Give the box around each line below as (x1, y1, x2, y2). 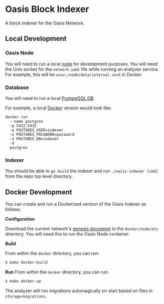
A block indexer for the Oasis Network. (5, 20, 85, 26)
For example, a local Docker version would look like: (5, 105, 112, 111)
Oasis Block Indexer (5, 3, 89, 15)
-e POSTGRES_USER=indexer (9, 127, 64, 133)
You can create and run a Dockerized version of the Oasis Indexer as (5, 201, 147, 207)
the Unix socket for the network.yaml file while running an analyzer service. (5, 66, 160, 72)
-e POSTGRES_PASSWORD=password (9, 132, 75, 137)
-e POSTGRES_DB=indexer (9, 136, 59, 141)
